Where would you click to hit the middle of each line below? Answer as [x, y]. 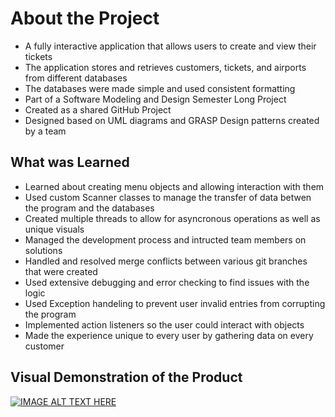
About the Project [85, 18]
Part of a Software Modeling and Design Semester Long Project [155, 99]
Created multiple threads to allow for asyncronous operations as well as [172, 218]
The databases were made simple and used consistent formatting [160, 88]
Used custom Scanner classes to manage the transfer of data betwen [168, 197]
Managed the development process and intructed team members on [165, 239]
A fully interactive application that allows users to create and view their [170, 46]
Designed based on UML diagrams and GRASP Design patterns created [172, 120]
